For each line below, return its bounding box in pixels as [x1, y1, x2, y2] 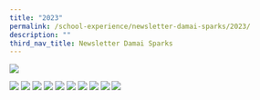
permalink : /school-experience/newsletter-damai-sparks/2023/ [9, 22, 251, 31]
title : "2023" [9, 13, 64, 23]
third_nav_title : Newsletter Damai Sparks [9, 38, 173, 48]
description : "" [9, 30, 71, 39]
